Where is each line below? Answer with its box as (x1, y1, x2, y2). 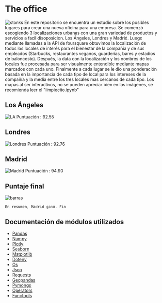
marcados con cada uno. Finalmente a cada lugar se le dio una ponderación (5, 66, 157, 72)
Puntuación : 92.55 (16, 114, 54, 120)
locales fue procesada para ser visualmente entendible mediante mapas (5, 61, 149, 67)
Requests (12, 272, 31, 278)
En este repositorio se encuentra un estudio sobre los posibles (24, 19, 149, 25)
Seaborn (12, 246, 30, 252)
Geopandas (12, 277, 35, 283)
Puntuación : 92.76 (27, 141, 65, 147)
